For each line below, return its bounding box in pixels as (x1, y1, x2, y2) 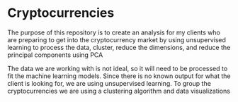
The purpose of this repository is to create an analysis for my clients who (7, 28, 221, 37)
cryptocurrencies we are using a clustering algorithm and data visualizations (7, 87, 230, 95)
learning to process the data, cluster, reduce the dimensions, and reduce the (7, 43, 231, 51)
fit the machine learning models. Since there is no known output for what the (7, 72, 231, 80)
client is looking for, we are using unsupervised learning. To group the (7, 79, 211, 87)
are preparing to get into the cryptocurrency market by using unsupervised (7, 35, 227, 44)
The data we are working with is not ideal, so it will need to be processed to (7, 64, 228, 72)
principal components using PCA (7, 51, 103, 59)
